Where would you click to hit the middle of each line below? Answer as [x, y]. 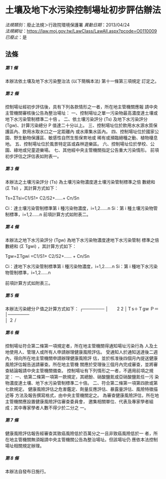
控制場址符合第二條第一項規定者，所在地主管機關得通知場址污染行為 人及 [79, 346]
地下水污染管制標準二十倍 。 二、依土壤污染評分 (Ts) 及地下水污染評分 [77, 119]
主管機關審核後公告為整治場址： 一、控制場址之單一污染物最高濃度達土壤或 [82, 113]
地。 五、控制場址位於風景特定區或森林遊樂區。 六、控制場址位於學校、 [78, 144]
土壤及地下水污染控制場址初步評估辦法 [83, 10]
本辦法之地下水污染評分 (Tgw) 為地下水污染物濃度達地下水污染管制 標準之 [80, 240]
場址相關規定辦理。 [25, 446]
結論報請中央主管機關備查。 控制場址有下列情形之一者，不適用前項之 [79, 371]
